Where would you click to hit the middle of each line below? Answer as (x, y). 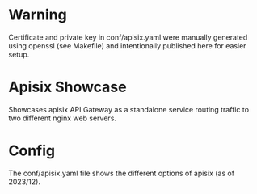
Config (32, 151)
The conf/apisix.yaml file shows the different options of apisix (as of (122, 173)
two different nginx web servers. (63, 118)
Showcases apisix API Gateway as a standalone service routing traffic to (128, 109)
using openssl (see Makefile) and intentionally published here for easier (127, 45)
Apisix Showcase (67, 87)
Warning (38, 15)
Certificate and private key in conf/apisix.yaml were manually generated (128, 37)
